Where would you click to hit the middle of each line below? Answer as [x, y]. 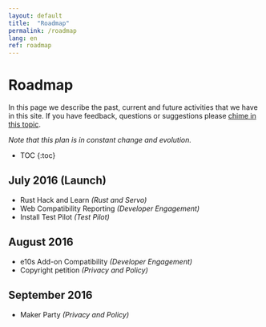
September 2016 [51, 295]
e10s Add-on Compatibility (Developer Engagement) [106, 261]
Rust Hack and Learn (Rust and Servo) [83, 200]
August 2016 [41, 242]
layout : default [35, 16]
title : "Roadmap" [39, 23]
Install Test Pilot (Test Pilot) [64, 216]
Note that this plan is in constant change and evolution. [100, 140]
